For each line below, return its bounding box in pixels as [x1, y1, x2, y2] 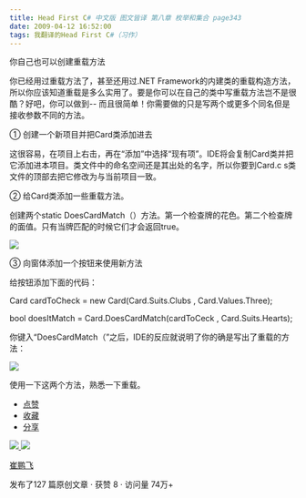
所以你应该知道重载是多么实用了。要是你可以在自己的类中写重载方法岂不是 [9, 87, 289, 98]
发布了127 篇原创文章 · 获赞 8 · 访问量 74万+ [9, 479, 174, 490]
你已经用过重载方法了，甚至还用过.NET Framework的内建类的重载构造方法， [9, 76, 296, 86]
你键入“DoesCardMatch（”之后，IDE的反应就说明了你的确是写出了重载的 [9, 331, 282, 342]
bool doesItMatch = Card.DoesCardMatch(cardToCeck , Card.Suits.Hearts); [9, 313, 293, 324]
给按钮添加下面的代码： [9, 277, 97, 288]
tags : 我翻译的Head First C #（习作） [9, 30, 142, 39]
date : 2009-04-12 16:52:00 [9, 22, 112, 31]
